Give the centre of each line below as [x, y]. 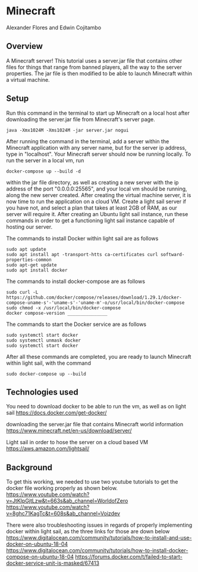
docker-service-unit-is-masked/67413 [53, 563]
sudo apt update [26, 249]
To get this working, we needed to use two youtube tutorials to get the [92, 482]
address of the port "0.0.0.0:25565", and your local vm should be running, [97, 189]
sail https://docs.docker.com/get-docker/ [56, 413]
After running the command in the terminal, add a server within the [88, 141]
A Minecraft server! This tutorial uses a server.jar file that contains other [94, 60]
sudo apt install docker [37, 270]
